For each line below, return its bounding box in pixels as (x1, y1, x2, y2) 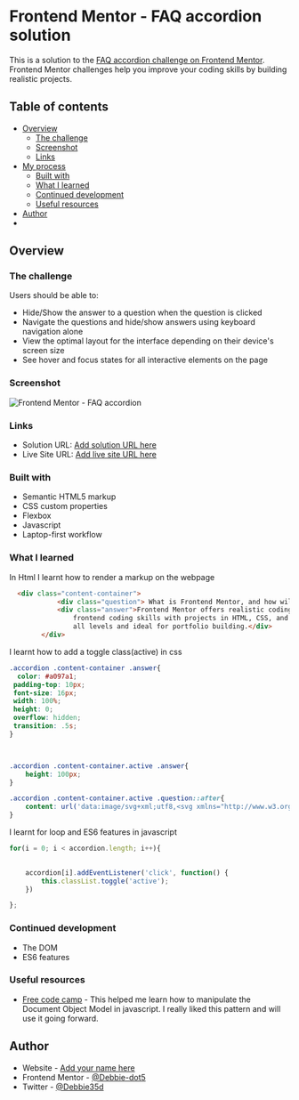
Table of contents (9, 100, 109, 115)
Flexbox (21, 510, 52, 522)
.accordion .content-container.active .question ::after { (9, 794, 225, 803)
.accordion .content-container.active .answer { (9, 761, 190, 771)
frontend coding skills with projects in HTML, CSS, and (72, 614, 289, 623)
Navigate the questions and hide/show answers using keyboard (21, 317, 255, 328)
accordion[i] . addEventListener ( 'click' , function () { (25, 868, 229, 878)
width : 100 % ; (12, 697, 62, 706)
